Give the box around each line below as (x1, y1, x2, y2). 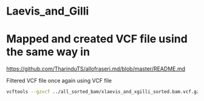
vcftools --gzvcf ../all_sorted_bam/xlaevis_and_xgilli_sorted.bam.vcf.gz (6, 89, 200, 95)
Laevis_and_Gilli (6, 4, 89, 18)
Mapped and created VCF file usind (6, 32, 188, 46)
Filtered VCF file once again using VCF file (6, 77, 112, 85)
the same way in (6, 45, 90, 59)
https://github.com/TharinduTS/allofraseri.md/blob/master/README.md (6, 65, 186, 72)
